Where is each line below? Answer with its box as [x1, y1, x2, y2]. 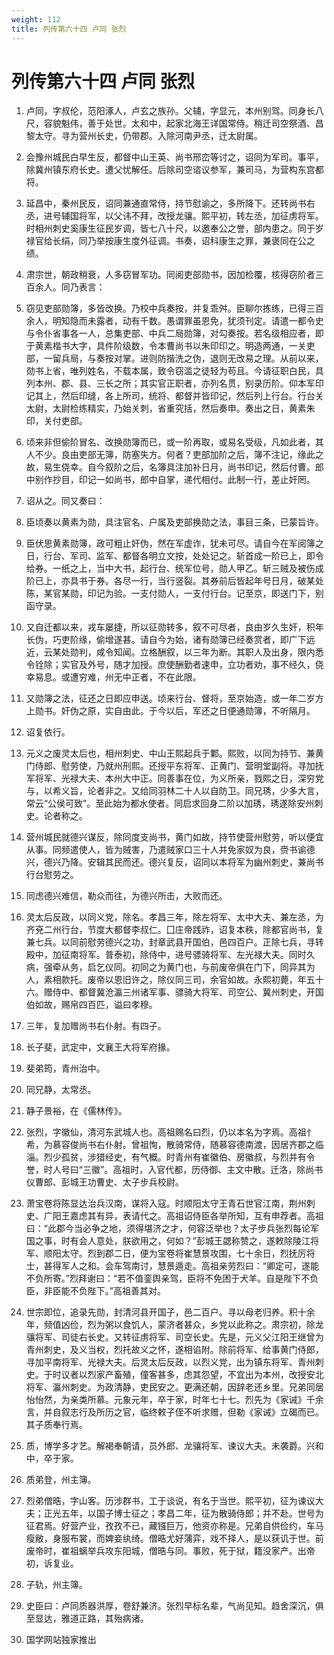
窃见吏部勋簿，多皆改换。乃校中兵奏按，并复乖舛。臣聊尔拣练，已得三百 [25, 302, 324, 315]
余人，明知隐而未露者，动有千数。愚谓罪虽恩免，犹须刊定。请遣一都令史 [25, 315, 324, 327]
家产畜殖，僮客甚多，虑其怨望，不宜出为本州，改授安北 [95, 1369, 324, 1381]
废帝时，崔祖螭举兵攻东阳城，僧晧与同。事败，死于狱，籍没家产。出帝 [25, 1545, 316, 1557]
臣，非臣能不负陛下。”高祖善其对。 [25, 1285, 166, 1297]
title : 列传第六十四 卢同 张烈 [11, 24, 127, 34]
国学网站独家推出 [25, 1634, 97, 1646]
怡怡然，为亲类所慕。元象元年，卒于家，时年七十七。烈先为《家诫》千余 [25, 1394, 324, 1406]
